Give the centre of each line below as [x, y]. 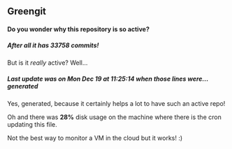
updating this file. [32, 124]
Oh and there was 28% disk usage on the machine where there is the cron [114, 117]
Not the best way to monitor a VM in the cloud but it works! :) [95, 138]
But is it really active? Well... [48, 63]
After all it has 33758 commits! [53, 45]
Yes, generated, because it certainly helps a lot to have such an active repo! [116, 103]
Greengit [27, 11]
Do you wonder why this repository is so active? [79, 29]
